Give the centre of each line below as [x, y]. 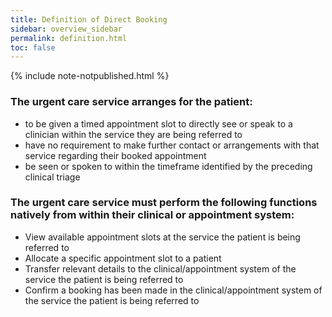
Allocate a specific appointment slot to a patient [123, 258]
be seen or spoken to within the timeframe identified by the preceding [168, 166]
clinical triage [52, 177]
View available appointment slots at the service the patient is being [162, 237]
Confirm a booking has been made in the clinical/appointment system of [173, 290]
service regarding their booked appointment [115, 155]
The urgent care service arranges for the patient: [131, 102]
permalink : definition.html [69, 38]
